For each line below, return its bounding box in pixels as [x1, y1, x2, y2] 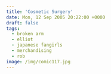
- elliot [11, 36, 33, 42]
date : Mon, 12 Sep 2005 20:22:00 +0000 [6, 14, 106, 20]
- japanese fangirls [11, 42, 63, 48]
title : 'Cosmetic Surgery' [6, 8, 73, 15]
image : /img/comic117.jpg [6, 58, 70, 64]
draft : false [6, 20, 39, 26]
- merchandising [11, 48, 52, 54]
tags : [6, 25, 20, 32]
